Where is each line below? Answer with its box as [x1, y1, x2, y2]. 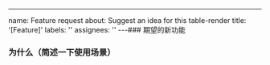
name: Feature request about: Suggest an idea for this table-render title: [8, 16, 247, 25]
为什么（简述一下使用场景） [8, 47, 116, 58]
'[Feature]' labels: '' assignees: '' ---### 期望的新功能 [8, 25, 186, 34]
